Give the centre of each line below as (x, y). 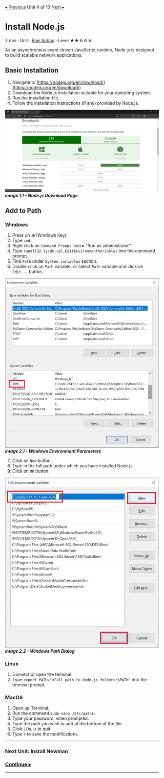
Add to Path (23, 211)
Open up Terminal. (31, 708)
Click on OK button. (31, 471)
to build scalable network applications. (44, 55)
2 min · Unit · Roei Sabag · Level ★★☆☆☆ (49, 40)
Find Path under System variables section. (55, 261)
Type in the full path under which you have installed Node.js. (73, 466)
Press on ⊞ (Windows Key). (40, 235)
